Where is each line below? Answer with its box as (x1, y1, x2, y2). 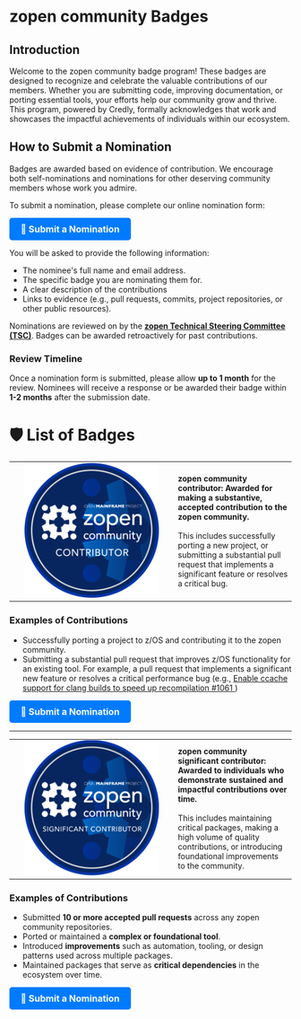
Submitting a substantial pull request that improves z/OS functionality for (21, 654, 291, 664)
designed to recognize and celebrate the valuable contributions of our (9, 75, 268, 86)
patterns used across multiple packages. (21, 950, 173, 962)
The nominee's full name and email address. (21, 265, 186, 276)
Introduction (9, 42, 81, 57)
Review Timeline (9, 352, 83, 365)
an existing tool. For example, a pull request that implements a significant (21, 663, 292, 674)
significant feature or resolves (177, 568, 288, 580)
